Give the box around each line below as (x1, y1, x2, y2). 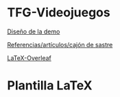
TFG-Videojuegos (7, 5, 111, 20)
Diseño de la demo (7, 27, 60, 36)
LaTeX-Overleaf (7, 53, 51, 62)
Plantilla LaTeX (7, 78, 93, 94)
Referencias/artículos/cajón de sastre (7, 40, 113, 48)
